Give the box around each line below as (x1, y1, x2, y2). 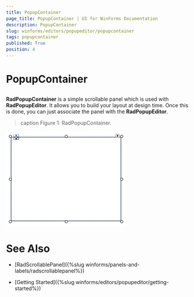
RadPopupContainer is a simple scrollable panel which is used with (6, 95, 169, 103)
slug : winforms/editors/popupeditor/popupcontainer (6, 28, 134, 34)
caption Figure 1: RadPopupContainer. (20, 120, 112, 127)
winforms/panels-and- (85, 261, 140, 268)
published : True (6, 40, 46, 46)
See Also (6, 242, 50, 255)
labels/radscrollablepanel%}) (14, 267, 85, 275)
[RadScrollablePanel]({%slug (14, 261, 85, 268)
